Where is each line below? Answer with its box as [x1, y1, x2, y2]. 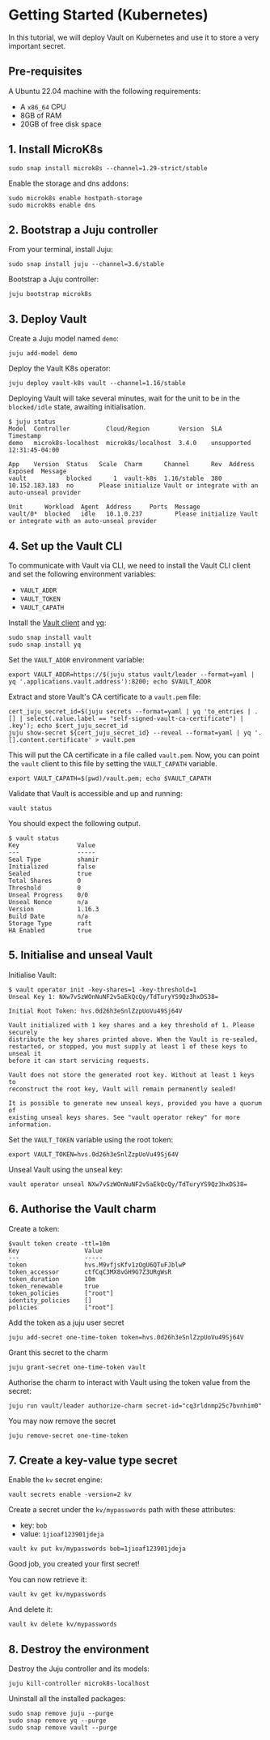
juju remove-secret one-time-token [8, 1431, 129, 1440]
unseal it [8, 1049, 42, 1057]
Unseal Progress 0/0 [8, 891, 89, 899]
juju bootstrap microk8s [8, 290, 92, 298]
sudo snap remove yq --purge [8, 1716, 107, 1725]
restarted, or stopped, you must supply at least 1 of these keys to [8, 1042, 248, 1051]
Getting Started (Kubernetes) [8, 6, 209, 24]
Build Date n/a [8, 912, 89, 920]
